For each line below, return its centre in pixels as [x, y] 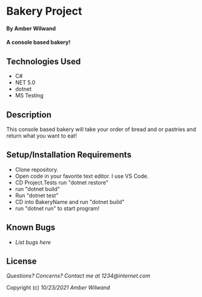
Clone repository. [37, 169]
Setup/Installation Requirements [69, 155]
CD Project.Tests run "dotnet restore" [62, 182]
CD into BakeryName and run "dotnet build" [70, 201]
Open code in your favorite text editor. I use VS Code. [82, 176]
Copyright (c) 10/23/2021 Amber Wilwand [58, 288]
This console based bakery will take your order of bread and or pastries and [101, 129]
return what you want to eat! [42, 136]
